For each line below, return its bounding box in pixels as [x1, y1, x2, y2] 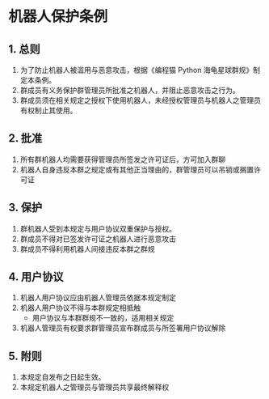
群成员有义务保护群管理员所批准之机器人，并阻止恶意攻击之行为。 [19, 86, 240, 95]
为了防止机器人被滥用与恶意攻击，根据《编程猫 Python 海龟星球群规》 [19, 66, 254, 74]
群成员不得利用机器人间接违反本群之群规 [19, 244, 155, 253]
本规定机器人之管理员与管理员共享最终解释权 [19, 382, 170, 393]
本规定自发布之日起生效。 [19, 372, 106, 382]
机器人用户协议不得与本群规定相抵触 [19, 303, 141, 312]
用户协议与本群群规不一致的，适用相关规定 [32, 313, 174, 323]
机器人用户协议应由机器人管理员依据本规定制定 [19, 293, 176, 303]
